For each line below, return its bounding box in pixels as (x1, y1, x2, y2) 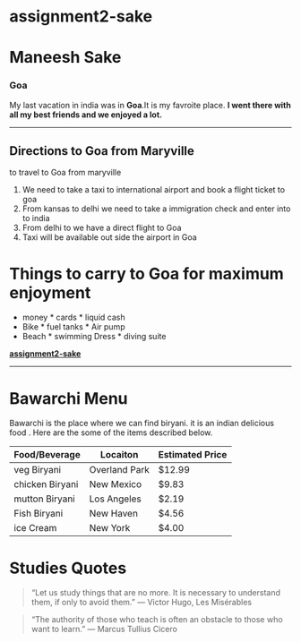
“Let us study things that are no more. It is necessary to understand (30, 587, 280, 598)
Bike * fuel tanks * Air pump (21, 321, 125, 332)
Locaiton (99, 449, 139, 461)
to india (21, 213, 51, 224)
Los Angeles (89, 492, 142, 505)
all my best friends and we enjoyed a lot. (9, 109, 163, 120)
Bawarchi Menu (9, 388, 128, 408)
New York (89, 522, 131, 535)
